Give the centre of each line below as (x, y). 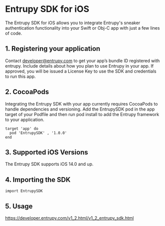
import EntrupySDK (24, 191)
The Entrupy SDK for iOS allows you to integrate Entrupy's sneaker (73, 23)
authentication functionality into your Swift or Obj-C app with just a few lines (82, 28)
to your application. (25, 119)
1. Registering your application (53, 49)
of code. (14, 33)
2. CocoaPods (27, 92)
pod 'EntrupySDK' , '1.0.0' (38, 133)
